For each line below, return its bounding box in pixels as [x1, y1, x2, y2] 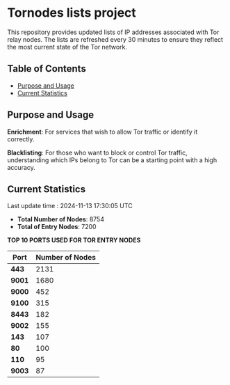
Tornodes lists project [7, 5, 137, 21]
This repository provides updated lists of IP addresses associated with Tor [7, 28, 220, 36]
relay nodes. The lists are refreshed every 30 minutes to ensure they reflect [7, 35, 224, 43]
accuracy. [7, 163, 36, 171]
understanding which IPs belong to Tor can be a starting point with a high [7, 155, 217, 164]
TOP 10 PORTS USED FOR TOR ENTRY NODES [7, 236, 141, 244]
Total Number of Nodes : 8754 [17, 215, 104, 223]
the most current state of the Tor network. [7, 42, 127, 51]
